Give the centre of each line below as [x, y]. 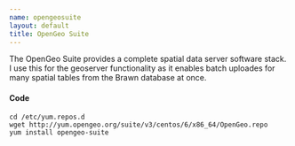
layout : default [39, 26]
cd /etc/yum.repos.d [48, 117]
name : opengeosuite [45, 17]
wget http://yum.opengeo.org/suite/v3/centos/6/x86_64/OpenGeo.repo [139, 125]
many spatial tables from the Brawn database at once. [108, 78]
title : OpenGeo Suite [49, 34]
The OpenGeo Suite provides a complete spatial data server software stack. [148, 59]
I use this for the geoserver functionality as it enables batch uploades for [142, 68]
